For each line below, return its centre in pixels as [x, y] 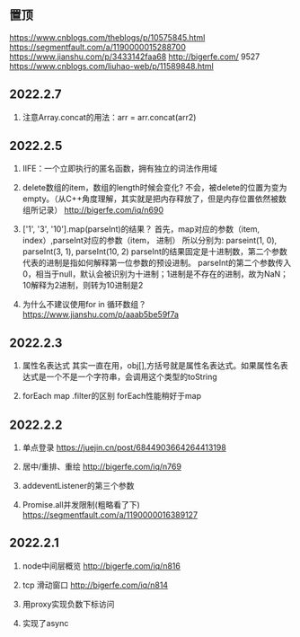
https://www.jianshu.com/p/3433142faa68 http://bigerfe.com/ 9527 [135, 57]
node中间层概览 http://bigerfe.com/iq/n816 [101, 566]
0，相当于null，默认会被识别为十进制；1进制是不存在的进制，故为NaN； [155, 274]
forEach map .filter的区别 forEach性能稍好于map [112, 396]
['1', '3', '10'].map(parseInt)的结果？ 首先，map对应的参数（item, [141, 229]
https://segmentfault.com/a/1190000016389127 [110, 515]
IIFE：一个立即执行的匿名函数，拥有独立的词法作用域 [119, 169]
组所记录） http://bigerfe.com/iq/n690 [93, 210]
